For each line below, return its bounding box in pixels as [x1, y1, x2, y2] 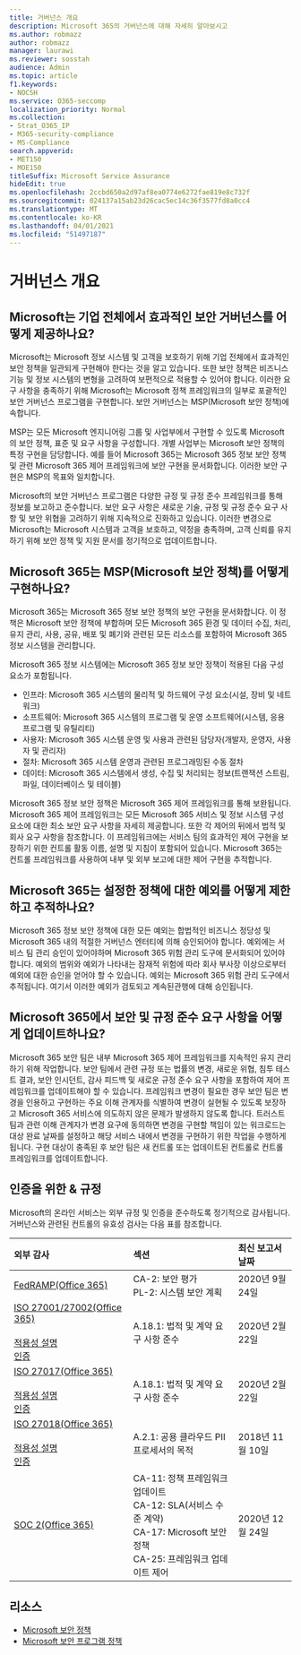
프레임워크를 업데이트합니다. [9, 1152, 108, 1163]
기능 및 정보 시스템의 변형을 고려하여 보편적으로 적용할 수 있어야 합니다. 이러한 [9, 374, 282, 385]
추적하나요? [33, 900, 95, 915]
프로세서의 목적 [133, 1444, 194, 1456]
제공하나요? [33, 326, 95, 341]
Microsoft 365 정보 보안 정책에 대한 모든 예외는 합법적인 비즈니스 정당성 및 [9, 925, 271, 935]
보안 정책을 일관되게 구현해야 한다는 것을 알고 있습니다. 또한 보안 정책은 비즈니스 [9, 363, 289, 374]
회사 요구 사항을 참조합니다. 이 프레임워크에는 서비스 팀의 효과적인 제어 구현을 [9, 832, 279, 842]
